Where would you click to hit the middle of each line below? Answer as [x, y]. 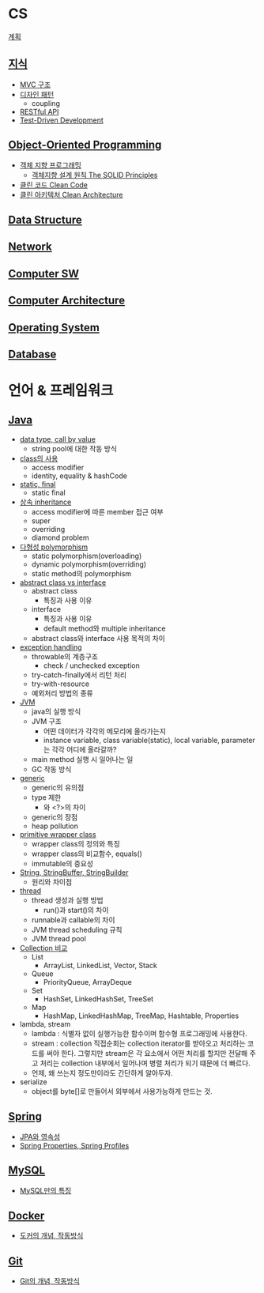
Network [30, 247]
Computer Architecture [66, 301]
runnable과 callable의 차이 [73, 920]
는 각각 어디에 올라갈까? [80, 749]
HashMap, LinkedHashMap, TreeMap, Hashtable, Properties [141, 1016]
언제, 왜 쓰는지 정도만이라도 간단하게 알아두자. [102, 1072]
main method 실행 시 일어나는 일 [82, 759]
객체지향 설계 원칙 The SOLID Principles [94, 175]
